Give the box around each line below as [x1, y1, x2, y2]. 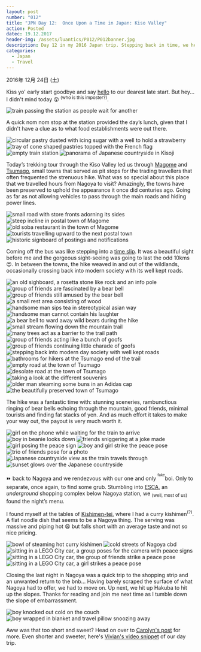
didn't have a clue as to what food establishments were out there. [6, 125, 167, 132]
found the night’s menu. [6, 497, 65, 505]
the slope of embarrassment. [6, 597, 78, 604]
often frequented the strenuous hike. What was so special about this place [6, 174, 190, 181]
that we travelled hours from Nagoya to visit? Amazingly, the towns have [6, 180, 184, 188]
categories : [6, 48, 36, 54]
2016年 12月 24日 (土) [6, 76, 60, 83]
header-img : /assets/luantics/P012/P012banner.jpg [6, 37, 135, 43]
